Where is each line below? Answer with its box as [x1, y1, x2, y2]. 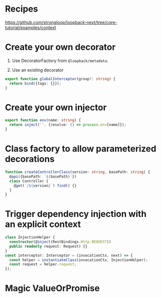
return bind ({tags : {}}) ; [9, 81, 62, 86]
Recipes [5, 3, 38, 15]
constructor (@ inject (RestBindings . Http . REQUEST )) [9, 239, 111, 245]
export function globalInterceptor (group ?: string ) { [5, 76, 116, 81]
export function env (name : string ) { [5, 118, 81, 123]
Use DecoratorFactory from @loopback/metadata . [12, 57, 109, 64]
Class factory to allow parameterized [5, 143, 157, 154]
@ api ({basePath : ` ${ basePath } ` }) [9, 174, 77, 179]
